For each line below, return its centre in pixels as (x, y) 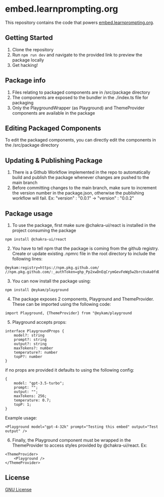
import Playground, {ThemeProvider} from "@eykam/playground (69, 313)
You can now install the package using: (51, 281)
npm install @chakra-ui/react (36, 239)
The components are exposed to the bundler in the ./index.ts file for (80, 97)
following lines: (27, 259)
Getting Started (29, 38)
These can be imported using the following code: (61, 304)
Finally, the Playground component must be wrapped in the (72, 440)
